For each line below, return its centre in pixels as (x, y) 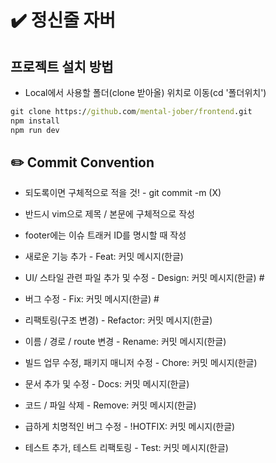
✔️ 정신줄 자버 (63, 20)
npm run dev (35, 130)
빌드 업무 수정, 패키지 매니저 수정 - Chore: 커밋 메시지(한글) (141, 363)
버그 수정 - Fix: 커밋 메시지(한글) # (92, 299)
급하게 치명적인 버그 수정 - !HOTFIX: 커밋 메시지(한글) (130, 427)
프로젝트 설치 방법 (62, 66)
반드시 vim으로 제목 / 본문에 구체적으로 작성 (109, 214)
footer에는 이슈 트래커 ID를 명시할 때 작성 (105, 235)
